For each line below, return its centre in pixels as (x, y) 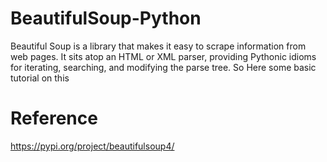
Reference (54, 118)
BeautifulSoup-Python (106, 18)
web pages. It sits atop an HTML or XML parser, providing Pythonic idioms (163, 56)
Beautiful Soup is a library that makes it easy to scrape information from (158, 46)
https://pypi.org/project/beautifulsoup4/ (92, 146)
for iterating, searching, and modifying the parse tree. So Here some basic (163, 67)
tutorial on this (40, 78)
